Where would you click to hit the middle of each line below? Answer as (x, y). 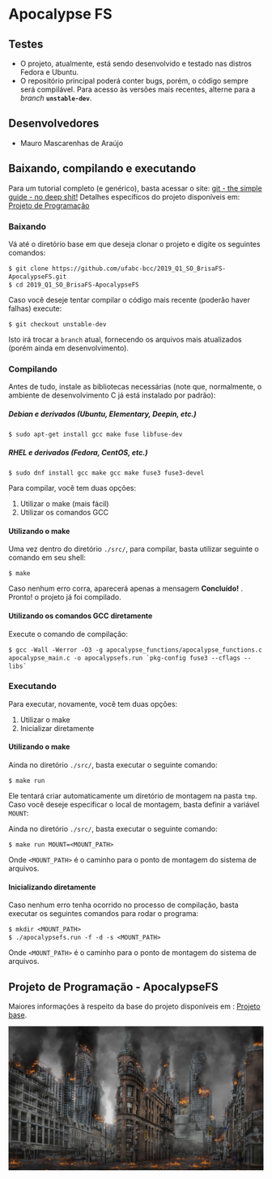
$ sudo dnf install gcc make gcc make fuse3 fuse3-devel (106, 473)
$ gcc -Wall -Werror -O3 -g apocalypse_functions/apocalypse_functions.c (136, 650)
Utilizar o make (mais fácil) (64, 504)
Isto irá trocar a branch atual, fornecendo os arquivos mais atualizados (125, 339)
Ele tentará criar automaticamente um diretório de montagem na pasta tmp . (133, 796)
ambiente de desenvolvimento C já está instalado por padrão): (112, 395)
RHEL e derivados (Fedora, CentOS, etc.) (78, 452)
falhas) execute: (35, 308)
